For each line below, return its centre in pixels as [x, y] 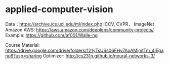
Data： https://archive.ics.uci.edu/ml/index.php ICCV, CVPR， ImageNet [80, 24]
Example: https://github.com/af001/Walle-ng [51, 35]
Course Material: [23, 45]
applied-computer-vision [59, 9]
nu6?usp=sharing [24, 56]
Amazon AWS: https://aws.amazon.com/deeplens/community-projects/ [80, 29]
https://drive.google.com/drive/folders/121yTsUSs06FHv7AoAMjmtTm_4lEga [85, 50]
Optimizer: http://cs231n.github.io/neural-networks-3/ [99, 56]
